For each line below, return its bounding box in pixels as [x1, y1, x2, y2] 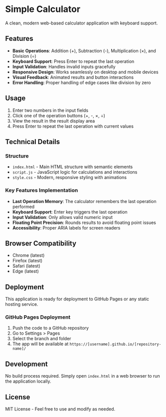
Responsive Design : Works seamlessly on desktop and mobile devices [12, 69, 159, 75]
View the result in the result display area [12, 118, 95, 124]
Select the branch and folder [12, 336, 71, 342]
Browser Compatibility [5, 239, 76, 247]
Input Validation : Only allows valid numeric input [12, 214, 113, 220]
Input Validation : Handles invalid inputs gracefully [12, 63, 116, 69]
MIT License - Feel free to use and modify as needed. [5, 406, 116, 412]
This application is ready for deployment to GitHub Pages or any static [5, 296, 150, 302]
